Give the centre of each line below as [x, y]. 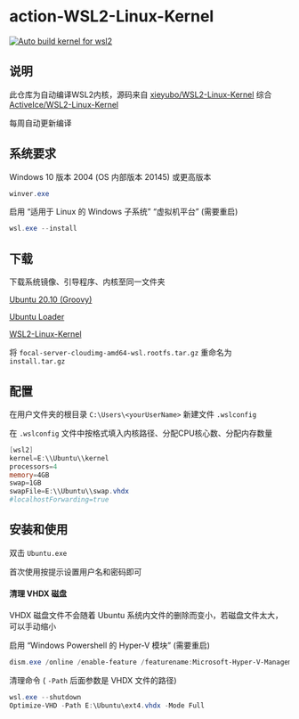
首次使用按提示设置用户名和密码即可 [76, 571]
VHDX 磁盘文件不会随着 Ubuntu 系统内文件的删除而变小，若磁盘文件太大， [146, 616]
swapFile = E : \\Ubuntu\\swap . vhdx [69, 492]
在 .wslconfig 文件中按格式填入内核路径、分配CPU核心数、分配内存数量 [141, 433]
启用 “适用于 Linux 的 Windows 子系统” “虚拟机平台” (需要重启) [124, 212]
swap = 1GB [25, 483]
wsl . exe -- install [43, 229]
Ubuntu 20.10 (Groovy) [51, 299]
